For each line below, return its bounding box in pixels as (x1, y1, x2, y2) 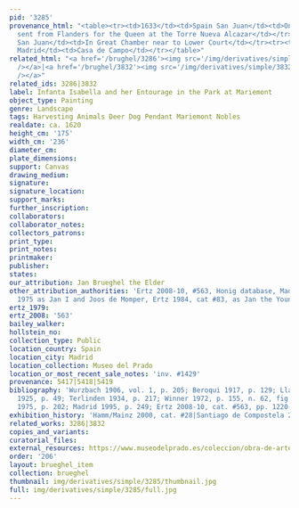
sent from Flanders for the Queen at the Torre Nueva (17, 29, 221, 38)
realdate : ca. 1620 (9, 121, 82, 130)
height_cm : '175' (9, 129, 74, 138)
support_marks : (9, 195, 66, 205)
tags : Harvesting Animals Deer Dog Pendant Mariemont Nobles (9, 112, 241, 121)
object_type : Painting (9, 95, 93, 105)
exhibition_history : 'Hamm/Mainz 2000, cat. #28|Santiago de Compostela (9, 411, 285, 420)
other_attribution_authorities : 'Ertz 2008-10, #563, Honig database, (9, 286, 277, 295)
